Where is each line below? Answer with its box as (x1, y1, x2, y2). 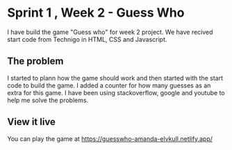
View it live (7, 116, 56, 128)
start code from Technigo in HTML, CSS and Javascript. (7, 35, 167, 43)
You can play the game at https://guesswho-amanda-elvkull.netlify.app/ (7, 134, 213, 143)
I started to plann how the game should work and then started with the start (7, 74, 224, 82)
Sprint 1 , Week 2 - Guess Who (7, 5, 185, 21)
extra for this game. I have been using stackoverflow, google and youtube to (7, 88, 225, 97)
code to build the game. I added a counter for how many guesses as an (7, 81, 211, 90)
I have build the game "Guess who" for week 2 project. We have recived (7, 28, 213, 36)
